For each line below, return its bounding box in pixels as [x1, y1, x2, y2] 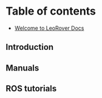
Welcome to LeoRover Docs [14, 24, 84, 32]
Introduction [5, 42, 54, 52]
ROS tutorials [5, 83, 57, 94]
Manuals [5, 63, 39, 73]
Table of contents [5, 4, 97, 18]
